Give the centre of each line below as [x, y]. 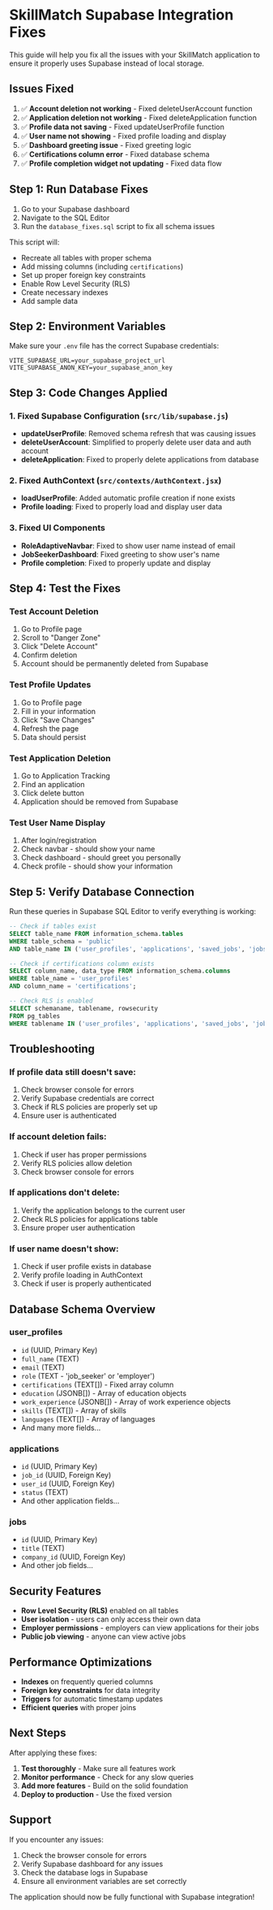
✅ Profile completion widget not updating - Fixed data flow [121, 163]
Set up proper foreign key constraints [83, 275]
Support [30, 1820]
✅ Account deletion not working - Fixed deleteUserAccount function [136, 108]
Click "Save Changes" [58, 720]
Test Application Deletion [60, 758]
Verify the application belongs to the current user [103, 1210]
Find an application [53, 784]
